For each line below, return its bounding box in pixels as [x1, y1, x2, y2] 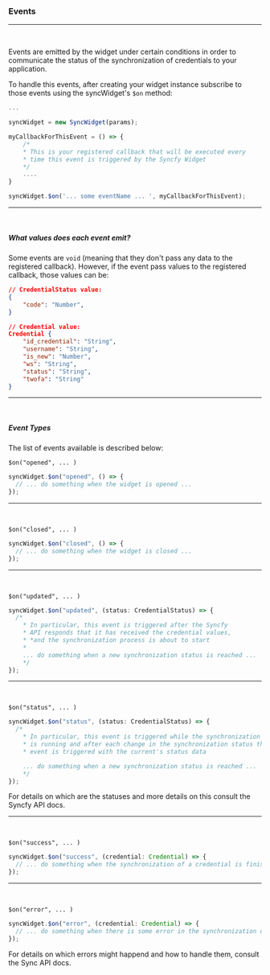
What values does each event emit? [8, 232, 131, 242]
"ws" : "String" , [22, 360, 78, 368]
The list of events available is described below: [8, 443, 163, 453]
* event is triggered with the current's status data [22, 747, 207, 755]
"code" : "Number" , [22, 300, 84, 309]
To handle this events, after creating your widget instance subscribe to [8, 80, 243, 89]
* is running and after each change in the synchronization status [22, 740, 253, 749]
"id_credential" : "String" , [22, 338, 117, 346]
